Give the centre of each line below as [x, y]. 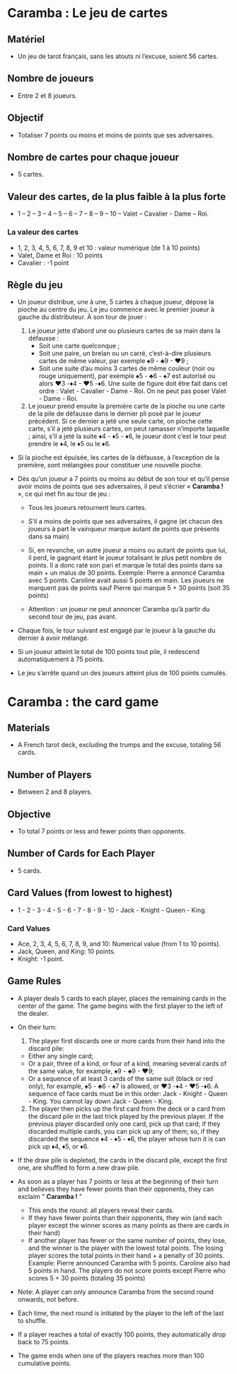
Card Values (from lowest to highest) [90, 893]
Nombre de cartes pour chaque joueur [93, 157]
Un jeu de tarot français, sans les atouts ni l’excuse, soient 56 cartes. [118, 56]
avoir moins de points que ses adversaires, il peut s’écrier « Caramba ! [121, 487]
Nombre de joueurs [51, 78]
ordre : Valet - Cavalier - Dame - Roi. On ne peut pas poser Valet [132, 391]
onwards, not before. [48, 1299]
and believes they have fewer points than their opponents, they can [116, 1189]
